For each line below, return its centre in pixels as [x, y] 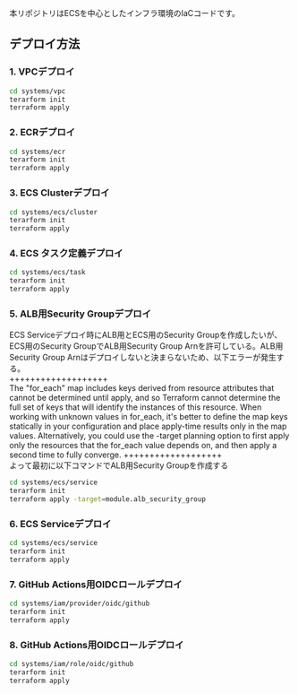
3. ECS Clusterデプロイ [60, 193]
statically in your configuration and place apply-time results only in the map [148, 426]
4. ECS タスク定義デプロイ [66, 254]
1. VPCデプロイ [42, 72]
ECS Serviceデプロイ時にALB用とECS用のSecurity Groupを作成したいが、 [146, 335]
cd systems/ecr [38, 152]
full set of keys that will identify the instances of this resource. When [136, 407]
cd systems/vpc [38, 91]
